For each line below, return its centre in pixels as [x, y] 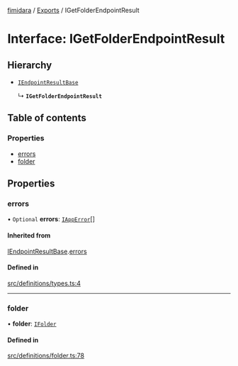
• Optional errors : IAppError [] [51, 219]
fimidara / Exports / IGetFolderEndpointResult [73, 10]
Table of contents [47, 118]
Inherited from [29, 235]
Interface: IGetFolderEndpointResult [116, 39]
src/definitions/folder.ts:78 [46, 356]
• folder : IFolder [32, 324]
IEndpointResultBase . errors [47, 251]
